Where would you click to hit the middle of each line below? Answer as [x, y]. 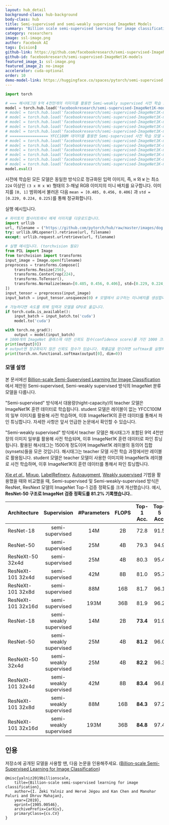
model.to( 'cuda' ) [32, 321]
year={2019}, [28, 800]
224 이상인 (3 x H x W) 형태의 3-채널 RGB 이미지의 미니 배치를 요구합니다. [79, 185]
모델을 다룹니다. [21, 392]
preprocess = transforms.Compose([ [43, 265]
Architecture [23, 513]
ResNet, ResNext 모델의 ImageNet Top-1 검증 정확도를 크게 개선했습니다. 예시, [83, 487]
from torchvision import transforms [44, 255]
